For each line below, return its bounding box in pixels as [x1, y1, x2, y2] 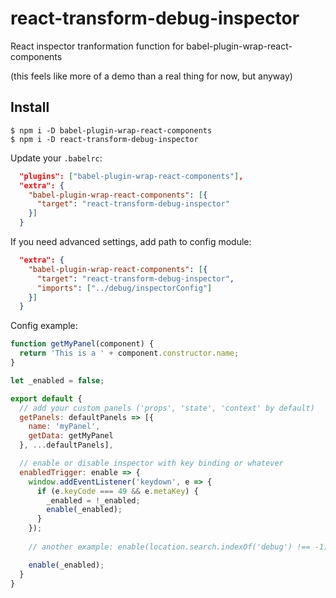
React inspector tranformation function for [10, 40, 185, 52]
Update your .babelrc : [10, 152, 103, 164]
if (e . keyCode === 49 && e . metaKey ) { [36, 486, 199, 496]
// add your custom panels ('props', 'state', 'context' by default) [19, 403, 315, 413]
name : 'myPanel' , [28, 422, 101, 432]
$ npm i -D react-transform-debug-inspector [10, 134, 199, 144]
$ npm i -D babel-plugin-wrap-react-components [10, 125, 213, 136]
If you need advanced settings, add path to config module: [10, 236, 252, 247]
